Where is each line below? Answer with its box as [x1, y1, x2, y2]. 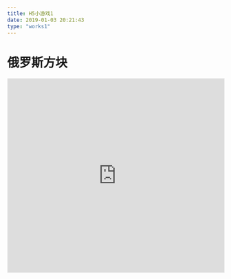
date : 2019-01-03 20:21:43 [7, 17, 85, 23]
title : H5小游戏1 [7, 10, 54, 17]
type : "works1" [7, 23, 51, 30]
